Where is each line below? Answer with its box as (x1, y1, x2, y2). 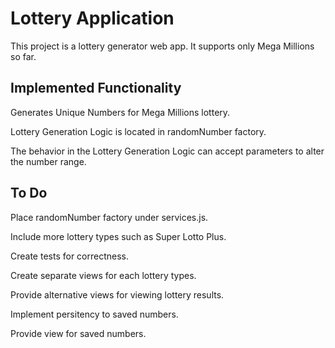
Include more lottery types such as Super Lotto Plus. (10, 230, 227, 242)
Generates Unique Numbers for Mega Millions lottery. (10, 106, 231, 118)
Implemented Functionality (10, 80, 182, 97)
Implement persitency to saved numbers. (10, 308, 179, 320)
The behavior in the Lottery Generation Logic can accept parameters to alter (10, 145, 325, 157)
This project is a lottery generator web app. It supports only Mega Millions (10, 40, 315, 52)
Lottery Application (10, 7, 175, 30)
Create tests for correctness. (10, 250, 130, 262)
